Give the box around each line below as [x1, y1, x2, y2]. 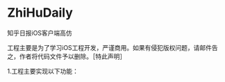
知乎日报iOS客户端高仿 [7, 28, 73, 37]
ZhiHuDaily [7, 5, 73, 21]
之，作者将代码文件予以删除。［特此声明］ [7, 52, 126, 60]
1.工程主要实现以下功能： [7, 67, 78, 75]
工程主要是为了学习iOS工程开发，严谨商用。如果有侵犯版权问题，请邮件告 [7, 43, 219, 51]
